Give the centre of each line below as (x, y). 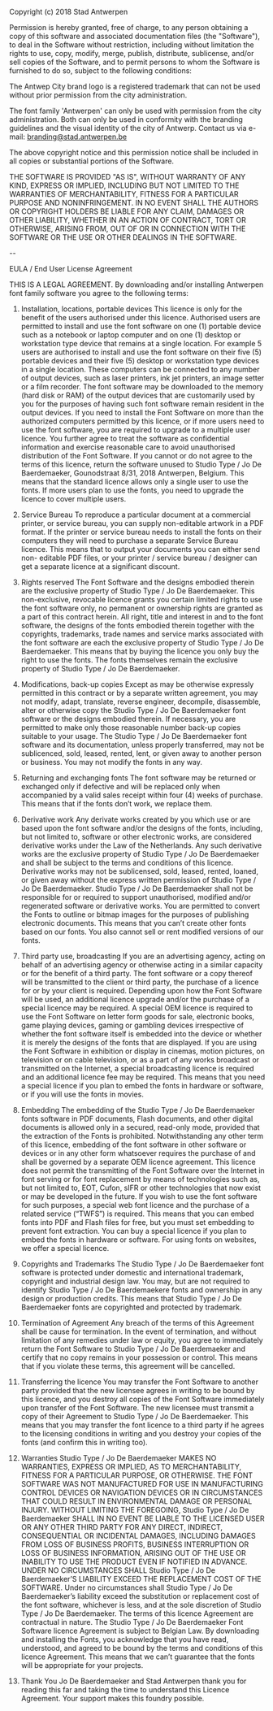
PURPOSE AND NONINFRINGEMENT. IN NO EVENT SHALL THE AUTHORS (134, 203)
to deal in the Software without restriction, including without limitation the (132, 45)
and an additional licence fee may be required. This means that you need (143, 1077)
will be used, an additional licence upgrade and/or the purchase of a (135, 999)
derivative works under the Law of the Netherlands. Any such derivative (141, 845)
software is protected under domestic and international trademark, (132, 1272)
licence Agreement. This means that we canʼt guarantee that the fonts (138, 1657)
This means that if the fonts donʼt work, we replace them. (117, 803)
